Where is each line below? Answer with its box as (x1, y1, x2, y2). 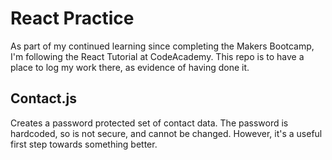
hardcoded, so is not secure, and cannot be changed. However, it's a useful (10, 127, 323, 139)
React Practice (10, 7, 135, 30)
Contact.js (10, 90, 77, 107)
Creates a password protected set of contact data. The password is (10, 117, 289, 129)
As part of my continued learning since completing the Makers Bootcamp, (10, 40, 315, 52)
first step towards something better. (10, 138, 158, 150)
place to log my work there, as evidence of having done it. (10, 61, 250, 73)
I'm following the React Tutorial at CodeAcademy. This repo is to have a (10, 50, 305, 62)
